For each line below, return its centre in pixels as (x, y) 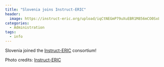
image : (16, 18)
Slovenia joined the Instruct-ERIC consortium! (51, 50)
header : (13, 14)
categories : (17, 23)
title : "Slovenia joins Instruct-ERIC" (46, 9)
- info (16, 37)
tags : (10, 32)
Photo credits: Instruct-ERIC (33, 60)
